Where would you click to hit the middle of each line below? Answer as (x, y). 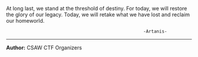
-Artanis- (155, 31)
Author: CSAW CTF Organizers (44, 48)
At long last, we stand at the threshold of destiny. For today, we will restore (97, 8)
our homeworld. (25, 21)
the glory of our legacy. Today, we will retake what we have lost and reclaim (98, 15)
